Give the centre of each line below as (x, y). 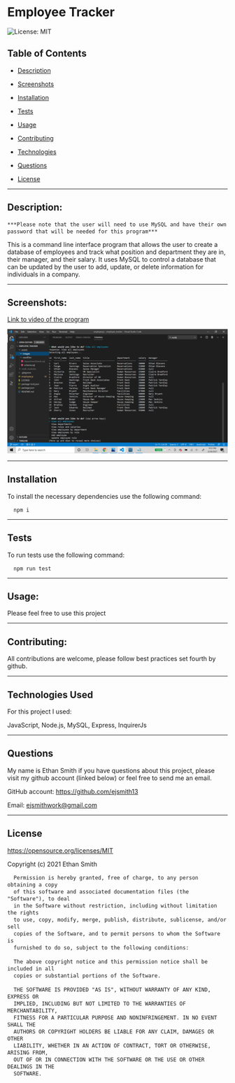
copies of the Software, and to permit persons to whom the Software (117, 934)
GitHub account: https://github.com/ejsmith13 (73, 791)
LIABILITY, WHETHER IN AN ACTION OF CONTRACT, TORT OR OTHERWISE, (112, 1046)
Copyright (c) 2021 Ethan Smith (52, 864)
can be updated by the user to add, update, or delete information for (106, 267)
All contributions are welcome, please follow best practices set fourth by (112, 659)
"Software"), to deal (39, 899)
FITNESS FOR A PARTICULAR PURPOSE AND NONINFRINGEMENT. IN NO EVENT (115, 1018)
